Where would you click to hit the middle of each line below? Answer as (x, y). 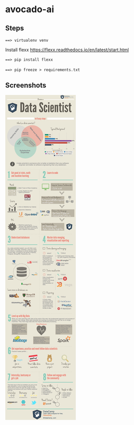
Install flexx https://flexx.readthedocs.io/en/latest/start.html (67, 50)
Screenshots (26, 86)
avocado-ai (30, 9)
